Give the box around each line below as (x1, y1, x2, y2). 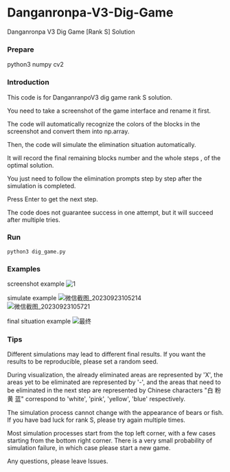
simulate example (7, 294, 57, 302)
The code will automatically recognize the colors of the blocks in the (7, 120, 200, 128)
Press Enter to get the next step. (7, 194, 98, 203)
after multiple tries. (7, 215, 60, 224)
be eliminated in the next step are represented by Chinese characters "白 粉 (7, 386, 221, 394)
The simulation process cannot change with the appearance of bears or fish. (7, 409, 224, 417)
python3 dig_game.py (7, 248, 67, 255)
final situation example (7, 317, 71, 326)
